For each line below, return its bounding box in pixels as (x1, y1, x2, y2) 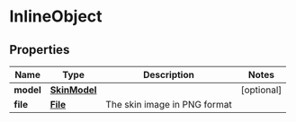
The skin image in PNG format (105, 99, 232, 110)
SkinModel (49, 83, 97, 96)
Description (143, 69, 195, 81)
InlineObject (9, 6, 103, 27)
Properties (9, 42, 70, 57)
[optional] (240, 83, 283, 96)
